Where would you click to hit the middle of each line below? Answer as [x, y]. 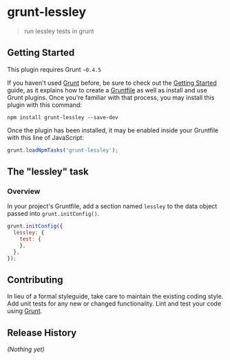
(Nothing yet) [26, 350]
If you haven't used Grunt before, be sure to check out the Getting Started [112, 83]
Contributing [35, 280]
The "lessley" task [48, 172]
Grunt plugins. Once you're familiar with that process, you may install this [111, 97]
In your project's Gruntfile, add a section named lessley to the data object [112, 206]
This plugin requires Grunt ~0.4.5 [54, 69]
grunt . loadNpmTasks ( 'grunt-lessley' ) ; [63, 150]
